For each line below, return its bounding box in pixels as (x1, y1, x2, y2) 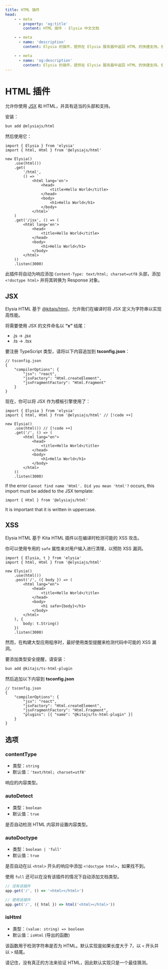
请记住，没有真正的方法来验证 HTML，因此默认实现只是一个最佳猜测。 (5, 959, 150, 965)
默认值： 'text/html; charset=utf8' (12, 769, 86, 775)
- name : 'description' (18, 39, 66, 45)
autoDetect (5, 792, 33, 799)
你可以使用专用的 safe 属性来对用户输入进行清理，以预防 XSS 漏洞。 (5, 545, 146, 551)
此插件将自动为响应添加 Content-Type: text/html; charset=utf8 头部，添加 (5, 271, 161, 277)
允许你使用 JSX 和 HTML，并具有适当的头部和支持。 (5, 103, 113, 109)
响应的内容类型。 (5, 779, 40, 785)
